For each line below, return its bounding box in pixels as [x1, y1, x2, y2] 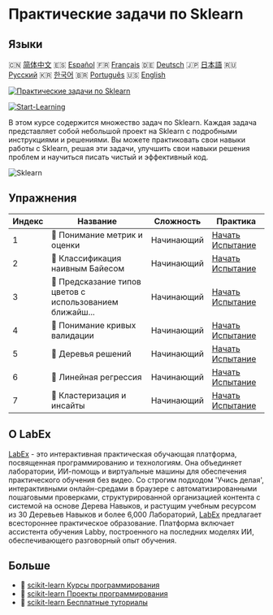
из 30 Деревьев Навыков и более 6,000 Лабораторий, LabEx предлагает [8, 509, 262, 519]
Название [76, 215, 118, 227]
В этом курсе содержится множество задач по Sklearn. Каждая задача [8, 118, 258, 127]
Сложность [154, 215, 201, 227]
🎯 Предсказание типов [51, 275, 142, 287]
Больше [8, 559, 51, 573]
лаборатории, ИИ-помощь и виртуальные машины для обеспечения [8, 466, 247, 476]
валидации [51, 330, 95, 341]
